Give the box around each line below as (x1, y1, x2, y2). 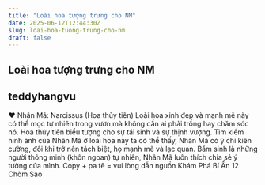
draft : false (8, 33, 51, 42)
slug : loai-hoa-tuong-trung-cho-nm (8, 26, 126, 34)
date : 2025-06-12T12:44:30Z (8, 19, 101, 27)
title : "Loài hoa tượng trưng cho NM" (8, 11, 136, 20)
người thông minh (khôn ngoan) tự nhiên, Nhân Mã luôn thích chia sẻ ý (8, 153, 238, 162)
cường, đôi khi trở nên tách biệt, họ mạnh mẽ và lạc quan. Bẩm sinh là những (8, 144, 258, 154)
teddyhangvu (8, 90, 77, 104)
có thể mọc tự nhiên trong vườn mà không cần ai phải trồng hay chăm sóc (8, 119, 249, 129)
